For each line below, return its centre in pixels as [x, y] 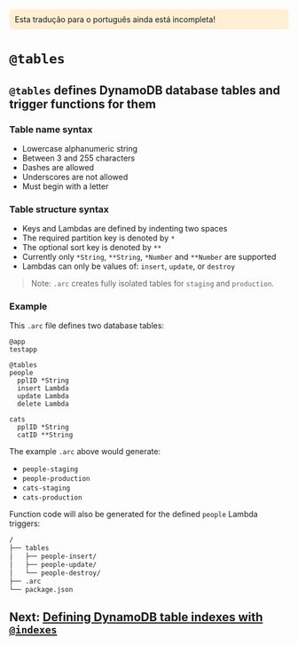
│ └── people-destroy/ [55, 573]
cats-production [52, 498]
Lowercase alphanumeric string [80, 148]
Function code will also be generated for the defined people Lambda [134, 515]
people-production [56, 479]
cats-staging [46, 488]
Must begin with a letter [65, 186]
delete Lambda [43, 404]
